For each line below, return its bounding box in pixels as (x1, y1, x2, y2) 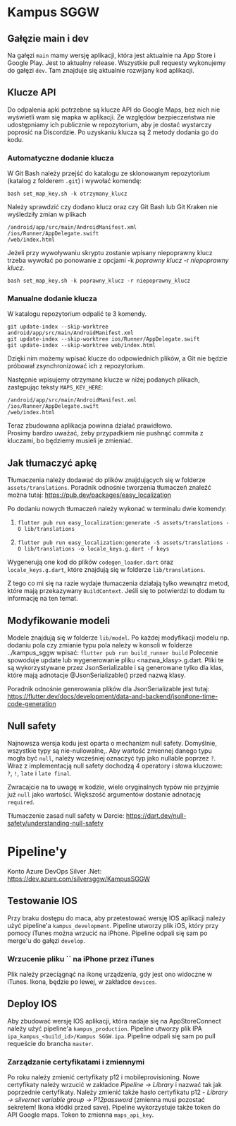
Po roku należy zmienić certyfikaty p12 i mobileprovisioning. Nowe (7, 1073, 200, 1081)
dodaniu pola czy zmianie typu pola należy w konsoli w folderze (7, 641, 193, 650)
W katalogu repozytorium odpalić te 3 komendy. (7, 310, 147, 318)
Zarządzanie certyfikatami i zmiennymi (7, 1057, 145, 1067)
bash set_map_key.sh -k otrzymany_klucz (7, 190, 128, 198)
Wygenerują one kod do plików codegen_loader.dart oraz (7, 558, 174, 566)
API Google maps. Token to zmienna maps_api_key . (7, 1110, 154, 1119)
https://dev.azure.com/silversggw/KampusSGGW (7, 874, 150, 883)
